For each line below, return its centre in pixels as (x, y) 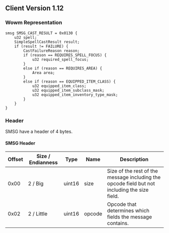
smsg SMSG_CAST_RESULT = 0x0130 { (41, 33)
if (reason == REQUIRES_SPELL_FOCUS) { (65, 55)
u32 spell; (26, 37)
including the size (128, 190)
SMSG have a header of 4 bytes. (39, 131)
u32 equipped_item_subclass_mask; (68, 90)
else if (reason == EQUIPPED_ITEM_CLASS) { (69, 82)
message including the (134, 177)
